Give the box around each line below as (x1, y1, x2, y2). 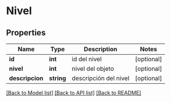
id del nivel (71, 55, 102, 63)
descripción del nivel (71, 74, 130, 82)
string (49, 74, 67, 82)
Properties (6, 28, 46, 38)
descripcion (9, 74, 44, 82)
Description (83, 45, 118, 53)
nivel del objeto (71, 65, 114, 73)
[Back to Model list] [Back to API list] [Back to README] (6, 90, 142, 96)
